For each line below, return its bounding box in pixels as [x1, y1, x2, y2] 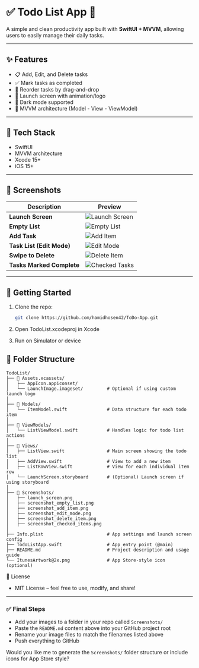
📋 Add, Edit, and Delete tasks [14, 71, 88, 78]
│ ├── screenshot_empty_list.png [6, 500, 94, 506]
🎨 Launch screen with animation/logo [14, 92, 106, 99]
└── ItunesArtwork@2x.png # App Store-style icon [6, 557, 166, 563]
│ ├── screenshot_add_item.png [6, 505, 89, 511]
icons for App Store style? [6, 655, 70, 662]
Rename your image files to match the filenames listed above [14, 631, 164, 638]
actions [6, 432, 25, 439]
